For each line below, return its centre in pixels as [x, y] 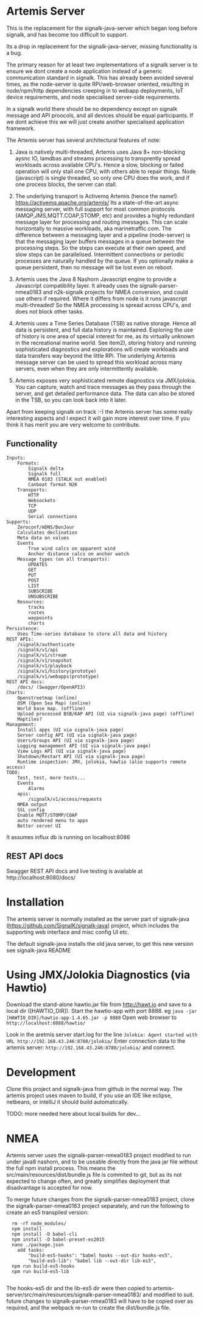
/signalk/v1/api [38, 650]
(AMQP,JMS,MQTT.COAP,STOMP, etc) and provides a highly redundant [105, 215]
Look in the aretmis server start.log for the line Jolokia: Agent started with [102, 1035]
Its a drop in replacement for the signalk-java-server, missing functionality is [102, 46]
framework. [21, 128]
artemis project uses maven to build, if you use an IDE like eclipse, [89, 1096]
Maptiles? [30, 719]
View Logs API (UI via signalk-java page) [72, 751]
